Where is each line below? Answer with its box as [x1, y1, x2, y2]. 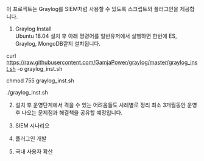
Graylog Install [15, 25, 52, 32]
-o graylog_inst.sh [17, 65, 63, 72]
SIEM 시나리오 [15, 122, 50, 129]
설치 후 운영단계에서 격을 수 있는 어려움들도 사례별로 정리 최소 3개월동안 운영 [15, 101, 197, 109]
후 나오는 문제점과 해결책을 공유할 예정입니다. [15, 109, 123, 116]
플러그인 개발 [15, 135, 47, 142]
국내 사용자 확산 [15, 148, 53, 155]
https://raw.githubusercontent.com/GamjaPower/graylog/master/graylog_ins [6, 59, 198, 66]
